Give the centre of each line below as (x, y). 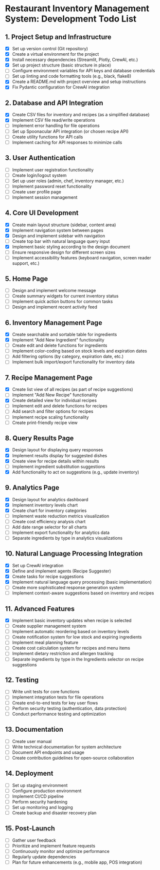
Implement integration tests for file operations (58, 697)
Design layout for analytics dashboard (50, 499)
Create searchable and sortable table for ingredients (64, 334)
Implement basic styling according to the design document (71, 247)
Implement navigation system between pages (58, 230)
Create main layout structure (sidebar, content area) (64, 225)
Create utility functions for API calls (47, 137)
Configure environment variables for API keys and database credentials (84, 71)
